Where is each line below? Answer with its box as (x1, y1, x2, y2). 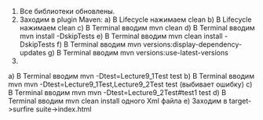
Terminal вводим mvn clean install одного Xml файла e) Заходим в (8, 97, 228, 105)
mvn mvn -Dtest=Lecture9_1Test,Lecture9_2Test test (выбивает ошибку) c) (8, 79, 253, 89)
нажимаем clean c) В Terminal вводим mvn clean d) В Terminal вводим (19, 23, 255, 32)
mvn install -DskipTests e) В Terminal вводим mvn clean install (19, 31, 223, 41)
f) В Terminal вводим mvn (57, 40, 142, 49)
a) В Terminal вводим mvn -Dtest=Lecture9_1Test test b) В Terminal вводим (8, 72, 255, 80)
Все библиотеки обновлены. (19, 7, 115, 16)
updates (19, 48, 47, 57)
